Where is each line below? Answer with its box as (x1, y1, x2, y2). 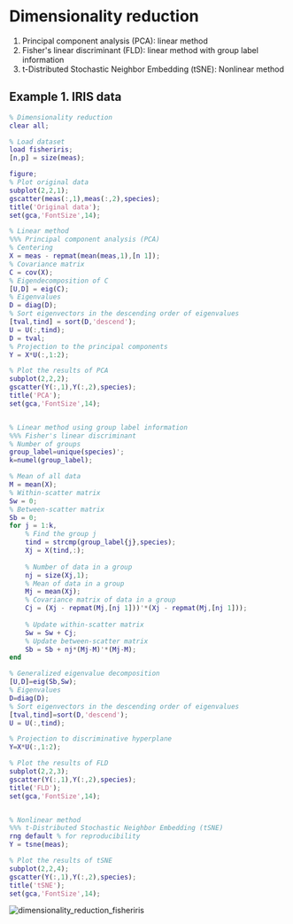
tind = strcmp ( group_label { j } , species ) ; (25, 538, 176, 547)
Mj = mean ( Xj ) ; (25, 587, 81, 596)
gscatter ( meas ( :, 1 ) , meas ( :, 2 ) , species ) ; (9, 194, 161, 203)
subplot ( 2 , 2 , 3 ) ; (9, 767, 69, 776)
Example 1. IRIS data (9, 89, 122, 105)
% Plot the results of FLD (9, 759, 109, 768)
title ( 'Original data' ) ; (9, 202, 101, 212)
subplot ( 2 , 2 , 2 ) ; (9, 375, 69, 384)
